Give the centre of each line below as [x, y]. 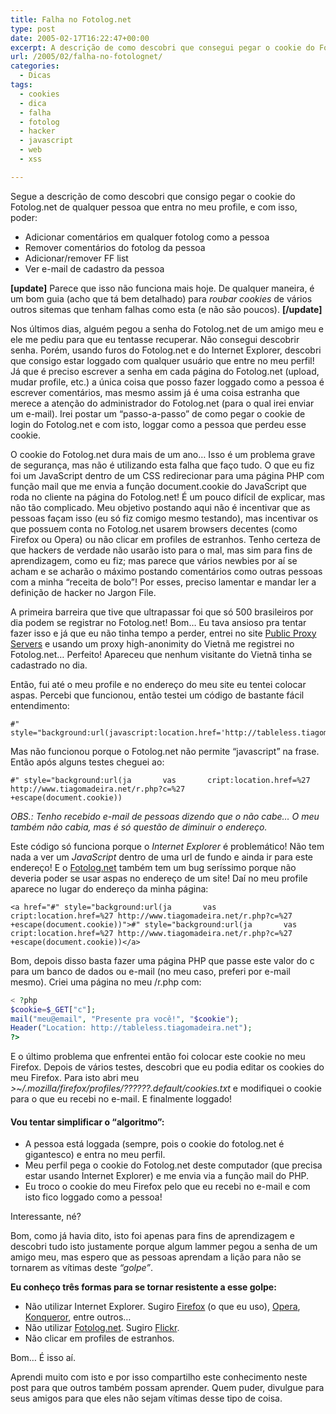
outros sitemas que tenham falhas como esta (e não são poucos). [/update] [166, 309]
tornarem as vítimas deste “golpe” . [82, 1268]
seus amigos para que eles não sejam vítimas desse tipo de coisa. [146, 1398]
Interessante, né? [46, 1217]
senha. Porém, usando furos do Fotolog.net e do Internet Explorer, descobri [166, 350]
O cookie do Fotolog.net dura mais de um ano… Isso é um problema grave [163, 454]
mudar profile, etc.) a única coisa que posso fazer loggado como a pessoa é [167, 382]
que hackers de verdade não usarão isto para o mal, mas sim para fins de [161, 550]
